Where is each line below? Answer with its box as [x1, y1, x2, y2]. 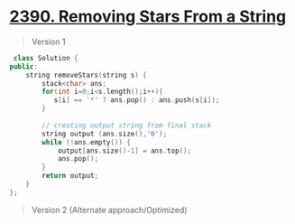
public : [9, 61, 39, 71]
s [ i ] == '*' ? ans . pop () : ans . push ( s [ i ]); [53, 96, 220, 105]
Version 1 [31, 36, 66, 47]
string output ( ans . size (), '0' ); [41, 129, 168, 138]
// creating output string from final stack [41, 120, 212, 130]
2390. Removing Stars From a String [9, 6, 287, 27]
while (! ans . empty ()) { [41, 137, 131, 146]
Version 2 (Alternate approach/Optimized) [31, 204, 188, 215]
